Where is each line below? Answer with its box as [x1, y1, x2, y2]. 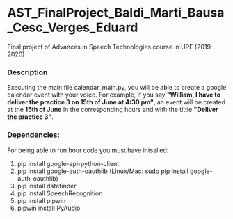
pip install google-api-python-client [17, 159, 120, 168]
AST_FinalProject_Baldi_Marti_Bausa [7, 5, 225, 21]
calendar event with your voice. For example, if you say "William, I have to [7, 90, 221, 99]
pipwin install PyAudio [17, 204, 81, 212]
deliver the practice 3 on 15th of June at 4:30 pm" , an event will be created [7, 98, 226, 106]
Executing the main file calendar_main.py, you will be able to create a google [7, 83, 227, 92]
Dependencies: [7, 130, 61, 140]
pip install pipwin [17, 196, 66, 204]
